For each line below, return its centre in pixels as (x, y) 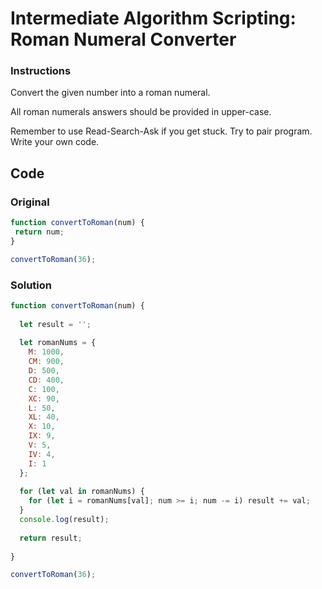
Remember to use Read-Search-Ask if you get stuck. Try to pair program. (161, 131)
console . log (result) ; (64, 520)
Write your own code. (55, 142)
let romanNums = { (58, 343)
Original (30, 202)
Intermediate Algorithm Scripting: (153, 18)
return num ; (39, 232)
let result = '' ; (55, 324)
